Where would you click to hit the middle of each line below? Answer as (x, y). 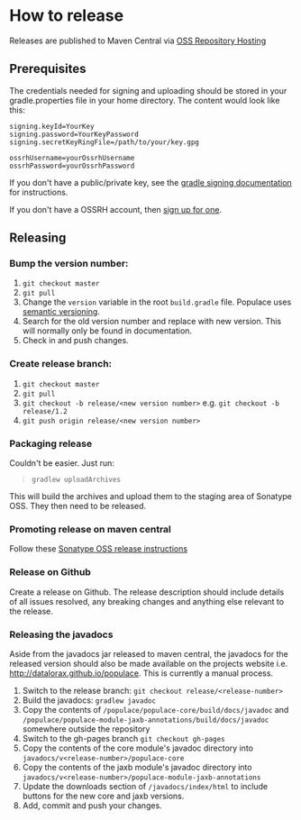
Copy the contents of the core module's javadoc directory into (138, 748)
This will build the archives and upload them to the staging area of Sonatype (151, 497)
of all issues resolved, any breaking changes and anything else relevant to (147, 601)
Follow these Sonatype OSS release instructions (98, 549)
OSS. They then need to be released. (78, 506)
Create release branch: (61, 364)
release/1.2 (45, 411)
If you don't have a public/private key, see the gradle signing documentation (151, 182)
